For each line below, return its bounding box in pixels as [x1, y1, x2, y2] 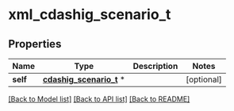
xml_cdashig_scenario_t [8, 6, 171, 24]
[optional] [185, 74, 222, 85]
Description [132, 61, 178, 71]
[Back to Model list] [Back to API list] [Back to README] [8, 94, 190, 104]
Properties [8, 37, 62, 51]
